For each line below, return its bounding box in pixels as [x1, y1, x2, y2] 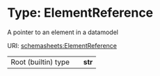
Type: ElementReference [7, 5, 154, 21]
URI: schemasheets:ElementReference [7, 41, 117, 50]
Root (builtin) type [10, 57, 70, 67]
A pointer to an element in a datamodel [7, 28, 118, 36]
